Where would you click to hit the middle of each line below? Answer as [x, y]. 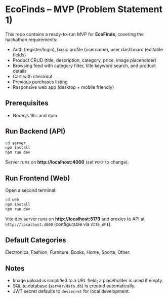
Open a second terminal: [31, 190]
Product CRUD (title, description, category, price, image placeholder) [85, 60]
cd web [12, 200]
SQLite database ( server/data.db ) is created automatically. [74, 286]
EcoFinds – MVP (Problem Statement [84, 9]
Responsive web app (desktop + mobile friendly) [63, 87]
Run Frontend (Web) [38, 178]
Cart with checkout [32, 76]
